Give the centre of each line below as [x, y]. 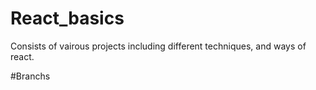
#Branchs [30, 76]
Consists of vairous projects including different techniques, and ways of [158, 46]
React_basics [67, 18]
